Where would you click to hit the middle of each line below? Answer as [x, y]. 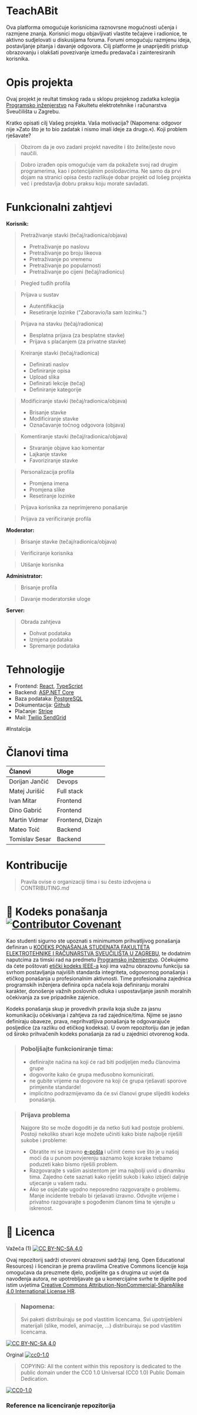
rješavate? [19, 135]
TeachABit [32, 11]
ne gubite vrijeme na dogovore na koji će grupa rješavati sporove [108, 1081]
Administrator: [24, 576]
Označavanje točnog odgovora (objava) [77, 425]
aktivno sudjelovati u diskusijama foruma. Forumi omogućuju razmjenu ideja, [98, 40]
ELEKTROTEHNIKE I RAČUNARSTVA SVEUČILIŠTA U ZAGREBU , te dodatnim [98, 953]
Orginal [15, 1355]
